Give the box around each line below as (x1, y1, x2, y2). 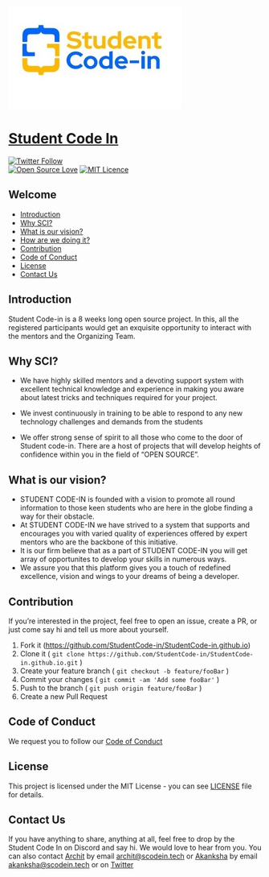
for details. (8, 789, 44, 799)
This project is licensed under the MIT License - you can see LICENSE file (8, 781, 252, 791)
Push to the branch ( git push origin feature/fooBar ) (19, 683, 202, 693)
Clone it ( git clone (19, 649, 85, 658)
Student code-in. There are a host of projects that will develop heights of (19, 441, 261, 451)
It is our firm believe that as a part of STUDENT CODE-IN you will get (19, 546, 248, 556)
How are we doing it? (19, 235, 91, 245)
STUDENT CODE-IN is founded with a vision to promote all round (19, 494, 235, 504)
